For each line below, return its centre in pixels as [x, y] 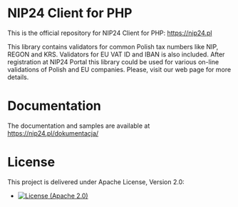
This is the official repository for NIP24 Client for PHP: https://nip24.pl [110, 33]
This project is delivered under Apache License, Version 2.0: [96, 182]
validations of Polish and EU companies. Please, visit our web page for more [119, 69]
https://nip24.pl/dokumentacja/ [53, 133]
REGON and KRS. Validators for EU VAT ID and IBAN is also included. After [116, 54]
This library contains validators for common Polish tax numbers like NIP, [113, 46]
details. [18, 77]
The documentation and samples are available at [79, 126]
